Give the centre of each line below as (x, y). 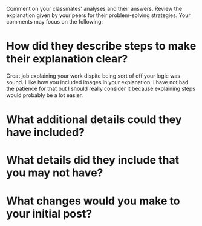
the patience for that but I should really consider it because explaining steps (101, 88)
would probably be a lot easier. (45, 95)
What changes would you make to (93, 201)
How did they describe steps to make (101, 46)
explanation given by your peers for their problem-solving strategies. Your (98, 15)
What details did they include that (93, 160)
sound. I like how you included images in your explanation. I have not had (97, 82)
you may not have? (55, 173)
